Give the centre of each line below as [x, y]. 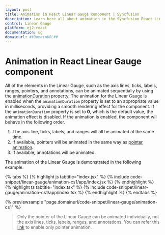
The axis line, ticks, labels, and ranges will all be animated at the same [83, 131]
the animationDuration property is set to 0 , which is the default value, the [79, 112]
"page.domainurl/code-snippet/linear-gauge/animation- [101, 202]
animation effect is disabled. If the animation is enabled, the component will [82, 117]
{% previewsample [24, 202]
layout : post [18, 10]
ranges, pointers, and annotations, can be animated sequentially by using [79, 90]
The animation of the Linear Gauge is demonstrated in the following [73, 162]
